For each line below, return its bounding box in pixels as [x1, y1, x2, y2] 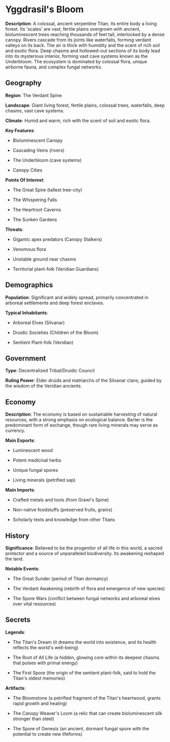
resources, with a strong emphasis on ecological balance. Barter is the [5, 417, 153, 423]
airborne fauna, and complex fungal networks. [5, 64, 103, 70]
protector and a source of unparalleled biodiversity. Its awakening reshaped [5, 550, 164, 556]
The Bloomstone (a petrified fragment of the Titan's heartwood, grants [12, 695, 161, 701]
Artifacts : [5, 685, 26, 691]
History [5, 531, 30, 540]
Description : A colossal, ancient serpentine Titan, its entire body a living [5, 20, 157, 27]
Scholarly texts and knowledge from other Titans [12, 517, 116, 523]
